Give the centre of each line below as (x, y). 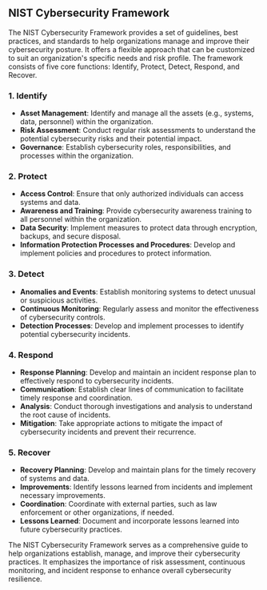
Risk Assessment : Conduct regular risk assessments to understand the (137, 130)
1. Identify (28, 95)
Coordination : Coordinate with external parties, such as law (118, 504)
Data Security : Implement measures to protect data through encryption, (138, 228)
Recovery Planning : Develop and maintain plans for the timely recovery (138, 470)
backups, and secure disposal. (70, 236)
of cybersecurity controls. (62, 317)
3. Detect (26, 274)
